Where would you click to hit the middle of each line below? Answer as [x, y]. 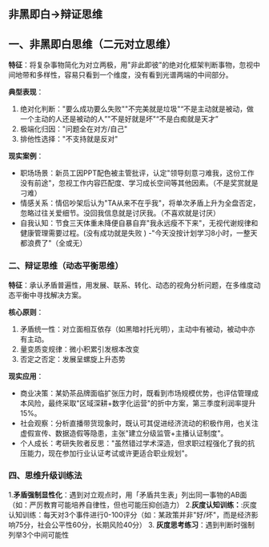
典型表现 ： [26, 92]
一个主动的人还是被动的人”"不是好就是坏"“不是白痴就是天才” [119, 119]
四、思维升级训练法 [45, 476]
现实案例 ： [26, 156]
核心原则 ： [26, 312]
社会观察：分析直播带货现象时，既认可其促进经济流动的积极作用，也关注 [139, 423]
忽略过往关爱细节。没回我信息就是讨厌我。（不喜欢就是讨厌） [120, 213]
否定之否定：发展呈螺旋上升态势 [72, 359]
